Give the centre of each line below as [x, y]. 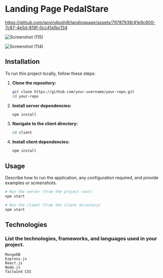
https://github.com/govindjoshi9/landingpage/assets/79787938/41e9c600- [80, 22]
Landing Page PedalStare [57, 9]
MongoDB [13, 255]
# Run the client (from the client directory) [53, 205]
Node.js [13, 268]
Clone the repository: [34, 83]
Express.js [16, 259]
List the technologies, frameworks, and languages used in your [81, 238]
